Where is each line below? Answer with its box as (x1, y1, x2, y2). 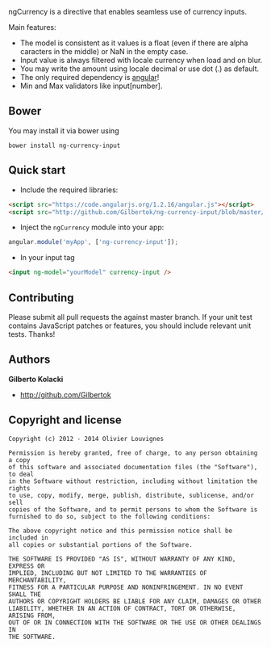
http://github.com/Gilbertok (19, 389, 111, 399)
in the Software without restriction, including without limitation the (8, 477, 258, 485)
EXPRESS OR (8, 561, 45, 570)
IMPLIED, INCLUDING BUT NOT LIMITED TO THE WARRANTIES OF (8, 569, 207, 577)
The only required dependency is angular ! (19, 73, 160, 82)
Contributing (8, 291, 74, 305)
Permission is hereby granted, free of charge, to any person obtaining (8, 448, 258, 457)
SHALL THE (8, 590, 42, 599)
